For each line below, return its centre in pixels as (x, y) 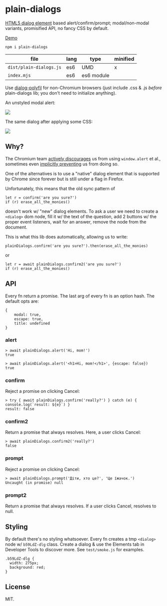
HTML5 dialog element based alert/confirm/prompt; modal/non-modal (77, 23)
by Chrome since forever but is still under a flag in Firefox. (65, 179)
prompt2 (16, 495)
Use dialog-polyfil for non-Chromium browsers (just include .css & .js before (83, 88)
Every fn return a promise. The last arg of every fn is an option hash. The (80, 296)
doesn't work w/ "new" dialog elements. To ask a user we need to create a (82, 211)
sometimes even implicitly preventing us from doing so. (62, 164)
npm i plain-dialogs (27, 47)
